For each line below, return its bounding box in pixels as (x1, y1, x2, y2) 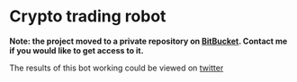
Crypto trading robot (9, 6, 166, 27)
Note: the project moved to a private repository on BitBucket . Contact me (9, 36, 288, 46)
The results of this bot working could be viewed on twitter (9, 62, 224, 73)
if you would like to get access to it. (9, 45, 144, 55)
